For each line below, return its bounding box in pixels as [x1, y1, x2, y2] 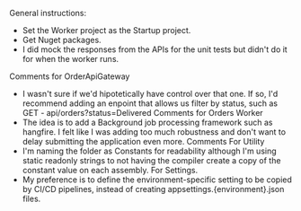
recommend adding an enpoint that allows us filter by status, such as [22, 98, 279, 109]
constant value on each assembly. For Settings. [22, 165, 199, 175]
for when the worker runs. [22, 54, 120, 64]
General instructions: [9, 8, 87, 18]
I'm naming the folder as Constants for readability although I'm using [22, 145, 277, 156]
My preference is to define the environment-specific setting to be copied [22, 174, 292, 185]
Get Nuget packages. [22, 35, 102, 45]
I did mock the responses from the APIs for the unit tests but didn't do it [22, 44, 288, 55]
